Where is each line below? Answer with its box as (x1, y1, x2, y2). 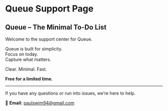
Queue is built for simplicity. (5, 46, 62, 51)
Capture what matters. (5, 56, 51, 62)
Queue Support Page (5, 3, 94, 14)
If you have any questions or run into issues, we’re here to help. (5, 90, 136, 96)
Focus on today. (5, 51, 38, 57)
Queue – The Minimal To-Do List (5, 23, 106, 31)
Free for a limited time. (5, 76, 53, 81)
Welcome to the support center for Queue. (5, 36, 92, 42)
